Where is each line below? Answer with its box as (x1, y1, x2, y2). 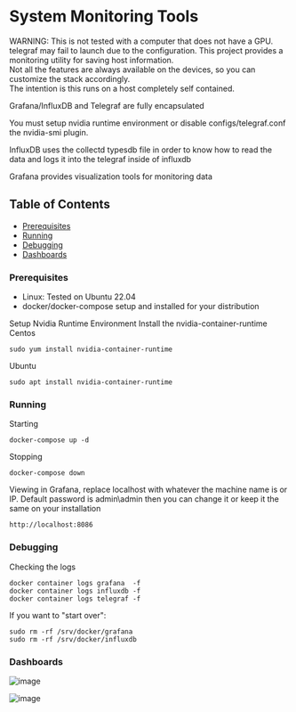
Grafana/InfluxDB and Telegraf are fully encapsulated (9, 100, 204, 110)
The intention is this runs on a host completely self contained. (9, 83, 236, 94)
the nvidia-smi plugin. (9, 127, 89, 137)
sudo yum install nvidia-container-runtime (9, 345, 173, 354)
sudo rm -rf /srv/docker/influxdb (9, 634, 138, 643)
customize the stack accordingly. (9, 73, 131, 84)
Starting (9, 419, 38, 430)
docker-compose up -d (9, 436, 90, 445)
